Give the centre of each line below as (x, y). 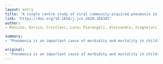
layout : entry (19, 9)
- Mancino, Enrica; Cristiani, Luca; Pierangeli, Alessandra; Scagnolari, (82, 28)
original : (15, 49)
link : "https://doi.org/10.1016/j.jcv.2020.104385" (58, 18)
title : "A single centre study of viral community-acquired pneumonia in (81, 14)
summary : (14, 36)
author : (13, 23)
